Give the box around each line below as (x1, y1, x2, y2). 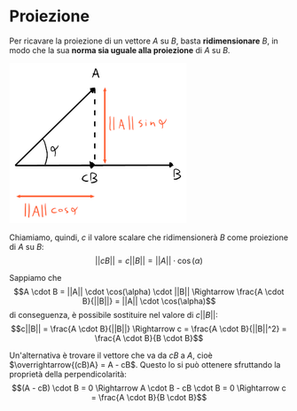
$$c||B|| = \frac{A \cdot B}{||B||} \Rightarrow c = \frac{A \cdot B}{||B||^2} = (11, 323, 287, 334)
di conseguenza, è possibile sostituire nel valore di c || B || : (9, 309, 219, 320)
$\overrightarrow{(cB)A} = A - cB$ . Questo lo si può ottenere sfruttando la (9, 359, 281, 369)
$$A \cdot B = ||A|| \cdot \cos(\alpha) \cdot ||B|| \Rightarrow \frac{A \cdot (13, 286, 285, 297)
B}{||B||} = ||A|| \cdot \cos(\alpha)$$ (82, 295, 216, 306)
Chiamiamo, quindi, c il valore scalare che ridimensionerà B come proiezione (9, 232, 289, 243)
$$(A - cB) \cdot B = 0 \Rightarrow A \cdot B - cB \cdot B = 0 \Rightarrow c (12, 383, 286, 393)
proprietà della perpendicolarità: (9, 368, 127, 379)
